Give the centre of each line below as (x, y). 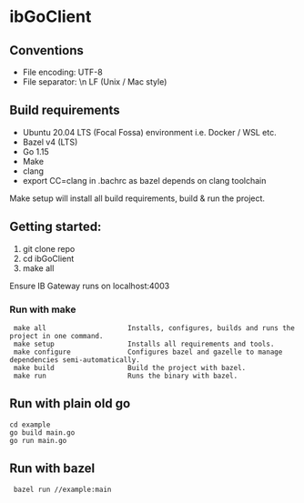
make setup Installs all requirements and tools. (144, 344)
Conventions (47, 50)
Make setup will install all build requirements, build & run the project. (137, 198)
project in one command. (56, 336)
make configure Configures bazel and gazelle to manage (148, 352)
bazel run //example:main (62, 489)
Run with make (43, 309)
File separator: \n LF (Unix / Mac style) (95, 82)
